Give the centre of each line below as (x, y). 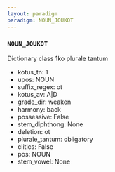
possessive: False (43, 117)
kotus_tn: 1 (33, 72)
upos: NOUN (36, 79)
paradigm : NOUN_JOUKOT (40, 20)
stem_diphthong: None (50, 124)
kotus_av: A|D (38, 94)
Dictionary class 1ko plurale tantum (58, 58)
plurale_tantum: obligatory (55, 139)
